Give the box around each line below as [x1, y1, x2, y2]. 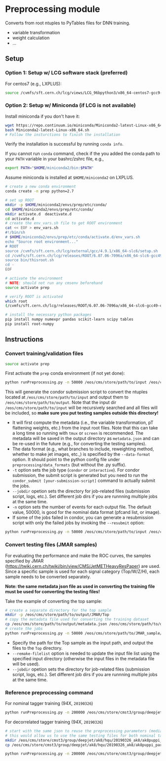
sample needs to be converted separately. [5, 573, 91, 579]
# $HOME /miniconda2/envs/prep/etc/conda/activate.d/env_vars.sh [5, 235, 140, 240]
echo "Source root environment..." [5, 239, 79, 244]
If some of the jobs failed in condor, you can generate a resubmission [12, 515, 154, 521]
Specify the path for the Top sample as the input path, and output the [12, 639, 153, 646]
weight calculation [12, 35, 50, 41]
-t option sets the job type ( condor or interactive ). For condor [12, 467, 140, 473]
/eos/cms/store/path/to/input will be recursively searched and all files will [5, 405, 158, 411]
